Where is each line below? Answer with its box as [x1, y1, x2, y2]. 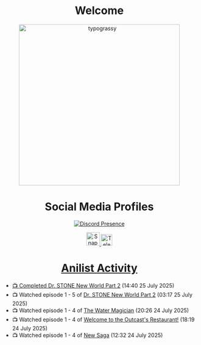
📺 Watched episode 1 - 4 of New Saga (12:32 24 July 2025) [12, 331, 163, 339]
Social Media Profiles [44, 200, 154, 214]
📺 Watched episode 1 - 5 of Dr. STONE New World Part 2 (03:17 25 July [12, 291, 193, 298]
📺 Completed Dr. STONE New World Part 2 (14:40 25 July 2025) [12, 281, 175, 289]
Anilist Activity [60, 261, 138, 275]
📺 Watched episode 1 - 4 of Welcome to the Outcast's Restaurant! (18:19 [12, 316, 195, 323]
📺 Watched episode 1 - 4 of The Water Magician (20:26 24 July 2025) [12, 307, 189, 314]
